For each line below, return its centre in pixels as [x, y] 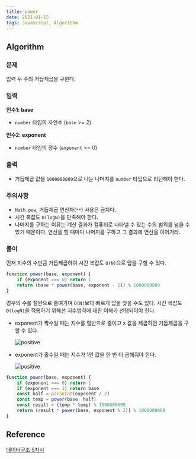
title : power [22, 12]
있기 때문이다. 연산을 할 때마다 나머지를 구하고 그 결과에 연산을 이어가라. [97, 232]
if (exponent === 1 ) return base [58, 388]
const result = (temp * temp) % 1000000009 [71, 405]
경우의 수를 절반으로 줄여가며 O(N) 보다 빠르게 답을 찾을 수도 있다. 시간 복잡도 [94, 303]
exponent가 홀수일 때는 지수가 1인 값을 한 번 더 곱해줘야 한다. [86, 354]
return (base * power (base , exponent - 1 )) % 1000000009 [89, 285]
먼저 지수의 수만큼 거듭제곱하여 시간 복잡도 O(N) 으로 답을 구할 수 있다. [86, 263]
